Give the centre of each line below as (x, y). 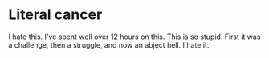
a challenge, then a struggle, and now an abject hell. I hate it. (109, 44)
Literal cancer (55, 15)
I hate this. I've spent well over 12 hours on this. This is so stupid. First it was (134, 37)
